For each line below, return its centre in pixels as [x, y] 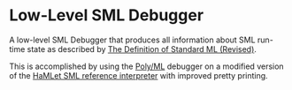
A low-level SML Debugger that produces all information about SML [132, 40]
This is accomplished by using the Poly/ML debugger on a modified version [147, 66]
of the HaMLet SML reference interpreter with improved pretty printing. [138, 75]
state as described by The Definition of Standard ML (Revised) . [142, 49]
